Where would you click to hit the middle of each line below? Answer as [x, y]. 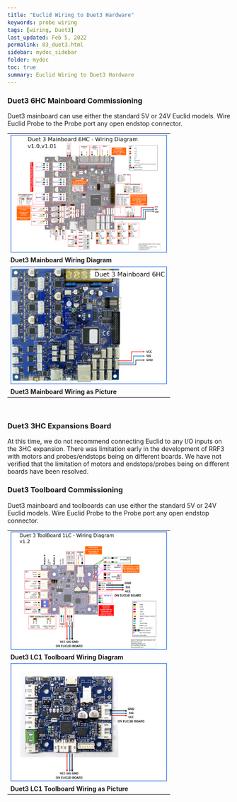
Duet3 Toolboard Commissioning [65, 490]
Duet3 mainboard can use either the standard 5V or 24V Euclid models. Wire [119, 116]
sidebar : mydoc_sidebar [42, 52]
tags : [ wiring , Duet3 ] [41, 30]
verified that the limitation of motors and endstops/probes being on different [118, 464]
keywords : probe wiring [42, 22]
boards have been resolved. [48, 472]
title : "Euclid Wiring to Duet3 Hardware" [71, 15]
